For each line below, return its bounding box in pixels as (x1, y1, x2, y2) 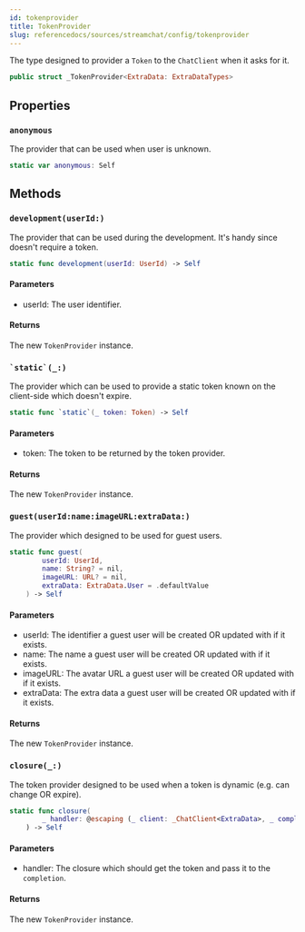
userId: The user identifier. (22, 299, 123, 310)
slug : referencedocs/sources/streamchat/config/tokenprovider (9, 30, 250, 39)
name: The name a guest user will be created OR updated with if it (22, 649, 271, 659)
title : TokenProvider (9, 22, 92, 31)
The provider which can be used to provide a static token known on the (9, 381, 276, 392)
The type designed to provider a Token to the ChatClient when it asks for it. (9, 55, 290, 66)
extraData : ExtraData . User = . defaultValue (42, 581, 209, 590)
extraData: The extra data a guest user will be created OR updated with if (22, 688, 297, 699)
